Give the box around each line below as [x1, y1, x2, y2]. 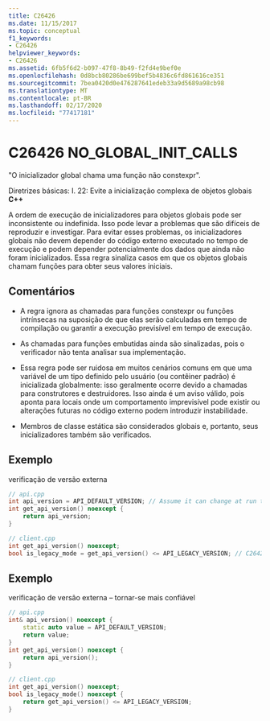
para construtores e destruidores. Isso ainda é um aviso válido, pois [19, 388, 245, 398]
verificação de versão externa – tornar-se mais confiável [8, 593, 195, 603]
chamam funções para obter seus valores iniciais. [8, 261, 173, 270]
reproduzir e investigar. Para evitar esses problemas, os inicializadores [8, 227, 243, 237]
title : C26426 [8, 11, 56, 20]
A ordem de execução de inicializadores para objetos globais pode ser [8, 210, 242, 220]
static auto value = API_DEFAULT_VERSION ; [22, 624, 167, 632]
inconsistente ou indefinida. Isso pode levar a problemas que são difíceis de [8, 218, 260, 228]
